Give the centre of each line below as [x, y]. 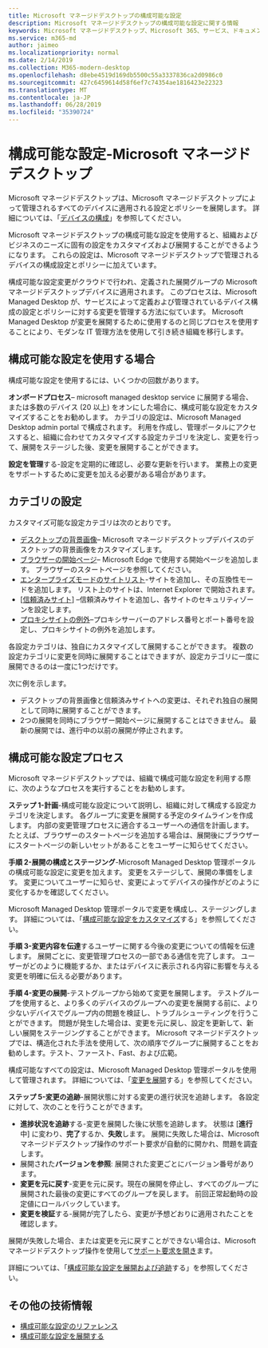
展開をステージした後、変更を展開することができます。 [112, 447]
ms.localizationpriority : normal [64, 53]
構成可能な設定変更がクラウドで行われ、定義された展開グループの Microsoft [133, 281]
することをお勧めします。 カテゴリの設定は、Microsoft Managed [135, 417]
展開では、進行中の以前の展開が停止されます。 [110, 730]
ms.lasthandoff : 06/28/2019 [55, 105]
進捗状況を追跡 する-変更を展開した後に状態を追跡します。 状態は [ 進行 [136, 1124]
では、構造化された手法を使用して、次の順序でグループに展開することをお [137, 1043]
